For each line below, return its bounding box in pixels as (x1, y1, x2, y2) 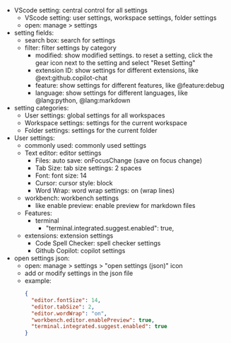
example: (24, 277, 52, 285)
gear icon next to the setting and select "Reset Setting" (35, 59, 196, 66)
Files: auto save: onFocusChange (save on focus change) (35, 156, 203, 165)
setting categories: (13, 104, 69, 112)
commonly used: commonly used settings (24, 141, 147, 149)
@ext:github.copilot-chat (35, 74, 108, 82)
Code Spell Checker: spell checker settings (35, 239, 161, 247)
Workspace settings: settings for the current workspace (24, 119, 187, 127)
